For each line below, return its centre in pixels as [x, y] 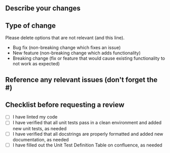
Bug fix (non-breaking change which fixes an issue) [66, 48]
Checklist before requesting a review [65, 105]
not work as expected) [36, 64]
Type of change [30, 26]
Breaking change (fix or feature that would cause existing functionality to [89, 58]
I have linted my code [35, 117]
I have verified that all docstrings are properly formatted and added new [88, 134]
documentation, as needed [41, 139]
